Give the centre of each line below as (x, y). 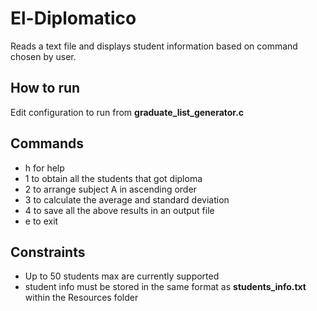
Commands (47, 143)
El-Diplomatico (73, 18)
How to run (45, 88)
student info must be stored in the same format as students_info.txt (165, 287)
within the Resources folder (81, 298)
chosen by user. (43, 56)
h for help (44, 168)
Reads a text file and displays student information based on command (154, 46)
